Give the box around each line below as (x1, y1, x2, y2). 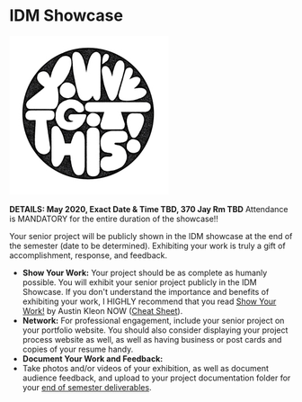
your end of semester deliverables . (22, 381, 152, 392)
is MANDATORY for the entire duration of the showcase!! (9, 213, 218, 224)
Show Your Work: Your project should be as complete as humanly (22, 267, 268, 278)
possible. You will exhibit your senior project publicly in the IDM (22, 276, 258, 288)
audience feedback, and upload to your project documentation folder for (22, 372, 291, 383)
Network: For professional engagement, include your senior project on (22, 315, 285, 326)
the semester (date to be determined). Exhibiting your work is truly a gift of (9, 240, 286, 251)
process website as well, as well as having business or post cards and (22, 334, 282, 344)
